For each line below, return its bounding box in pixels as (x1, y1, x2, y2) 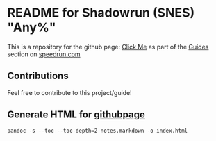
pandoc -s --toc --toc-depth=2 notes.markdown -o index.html (7, 127, 188, 134)
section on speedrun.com (7, 50, 81, 58)
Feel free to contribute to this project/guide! (7, 88, 132, 97)
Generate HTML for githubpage (7, 109, 146, 121)
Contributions (7, 70, 69, 82)
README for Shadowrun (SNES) (7, 5, 195, 21)
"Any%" (7, 19, 56, 35)
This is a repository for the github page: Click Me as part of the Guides (7, 42, 209, 51)
